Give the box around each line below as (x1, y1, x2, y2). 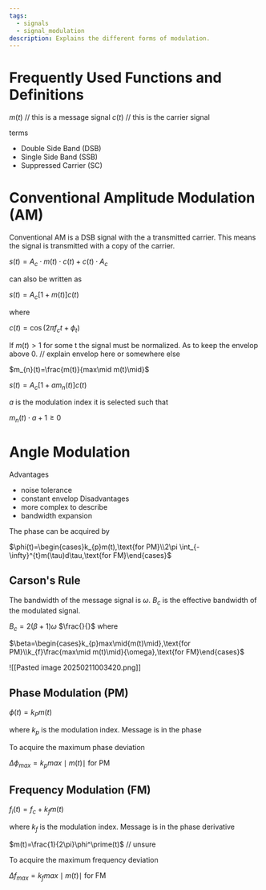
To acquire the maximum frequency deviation (9, 855, 159, 865)
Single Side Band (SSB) (20, 152, 99, 162)
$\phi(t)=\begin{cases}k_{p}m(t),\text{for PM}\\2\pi (9, 542, 179, 552)
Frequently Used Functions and (9, 69, 223, 87)
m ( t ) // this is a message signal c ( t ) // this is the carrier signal (9, 113, 211, 122)
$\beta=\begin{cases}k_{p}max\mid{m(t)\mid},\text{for (9, 638, 191, 648)
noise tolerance (20, 486, 73, 495)
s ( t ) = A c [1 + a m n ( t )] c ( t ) (9, 379, 87, 392)
